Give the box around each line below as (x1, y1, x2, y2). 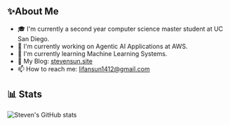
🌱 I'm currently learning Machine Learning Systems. (17, 49, 168, 58)
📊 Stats (7, 89, 43, 101)
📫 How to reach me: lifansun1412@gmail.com (17, 64, 151, 73)
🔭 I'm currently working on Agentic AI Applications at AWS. (17, 42, 188, 50)
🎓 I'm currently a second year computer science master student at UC (17, 24, 224, 33)
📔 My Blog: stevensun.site (17, 57, 93, 65)
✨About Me (7, 6, 59, 17)
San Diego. (17, 34, 50, 43)
